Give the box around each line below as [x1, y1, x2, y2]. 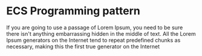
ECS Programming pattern [6, 4, 140, 18]
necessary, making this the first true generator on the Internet [6, 43, 160, 50]
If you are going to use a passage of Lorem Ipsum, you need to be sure [6, 24, 183, 31]
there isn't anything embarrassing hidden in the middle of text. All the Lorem [6, 30, 196, 37]
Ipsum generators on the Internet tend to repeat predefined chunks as [6, 36, 181, 43]
